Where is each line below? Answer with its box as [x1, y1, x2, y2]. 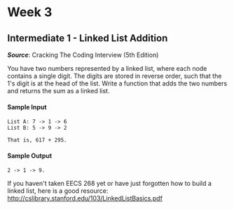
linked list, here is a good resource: [7, 187, 109, 195]
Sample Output [7, 151, 53, 160]
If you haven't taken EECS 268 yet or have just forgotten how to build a [7, 180, 212, 188]
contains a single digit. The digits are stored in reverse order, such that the [7, 72, 222, 80]
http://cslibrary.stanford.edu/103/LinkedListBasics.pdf [7, 194, 163, 203]
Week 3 [7, 4, 53, 20]
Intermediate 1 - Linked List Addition [7, 32, 168, 44]
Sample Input [7, 102, 47, 111]
